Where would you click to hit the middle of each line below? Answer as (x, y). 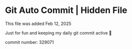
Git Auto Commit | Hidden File (66, 10)
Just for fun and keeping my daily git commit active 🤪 (58, 33)
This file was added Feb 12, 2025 (38, 24)
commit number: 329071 (29, 42)
